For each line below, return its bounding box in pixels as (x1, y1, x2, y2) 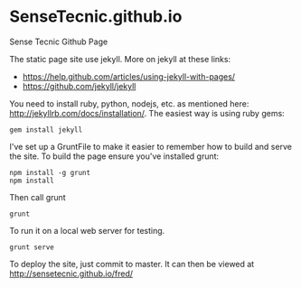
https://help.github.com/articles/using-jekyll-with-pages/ (22, 70, 236, 82)
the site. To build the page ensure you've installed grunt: (9, 151, 220, 162)
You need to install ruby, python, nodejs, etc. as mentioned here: (9, 98, 249, 109)
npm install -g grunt (9, 168, 91, 177)
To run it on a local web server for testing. (9, 225, 165, 236)
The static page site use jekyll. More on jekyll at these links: (9, 53, 231, 64)
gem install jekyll (9, 125, 83, 135)
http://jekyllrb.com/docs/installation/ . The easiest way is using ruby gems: (9, 107, 285, 118)
